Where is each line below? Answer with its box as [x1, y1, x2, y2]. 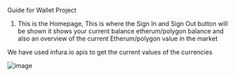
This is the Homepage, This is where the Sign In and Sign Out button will [17, 20, 228, 27]
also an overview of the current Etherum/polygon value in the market [17, 34, 218, 43]
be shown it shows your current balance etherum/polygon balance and [17, 27, 224, 35]
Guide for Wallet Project [7, 6, 77, 14]
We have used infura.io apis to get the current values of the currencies [7, 48, 213, 56]
